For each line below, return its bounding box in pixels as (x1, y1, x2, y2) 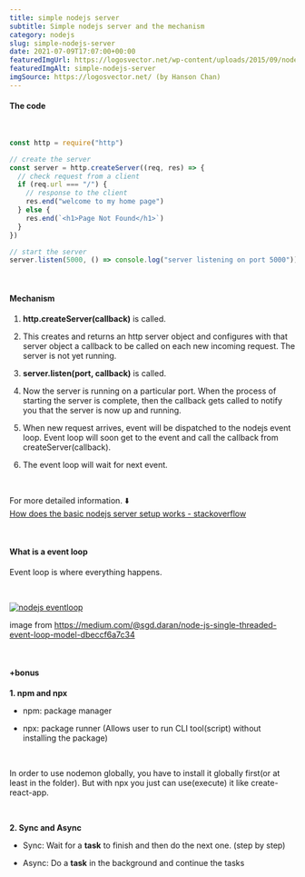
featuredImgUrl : (9, 55, 71, 65)
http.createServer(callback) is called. (22, 313, 166, 324)
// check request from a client (17, 172, 141, 181)
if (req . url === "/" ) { (17, 180, 107, 189)
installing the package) (22, 732, 109, 743)
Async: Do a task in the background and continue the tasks (22, 857, 245, 868)
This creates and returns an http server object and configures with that (22, 331, 289, 342)
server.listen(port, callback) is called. (22, 367, 166, 378)
